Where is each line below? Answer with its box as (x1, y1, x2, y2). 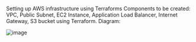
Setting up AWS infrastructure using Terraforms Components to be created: (6, 5, 191, 12)
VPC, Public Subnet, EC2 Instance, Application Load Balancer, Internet (6, 11, 178, 18)
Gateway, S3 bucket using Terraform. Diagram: (6, 18, 121, 24)
